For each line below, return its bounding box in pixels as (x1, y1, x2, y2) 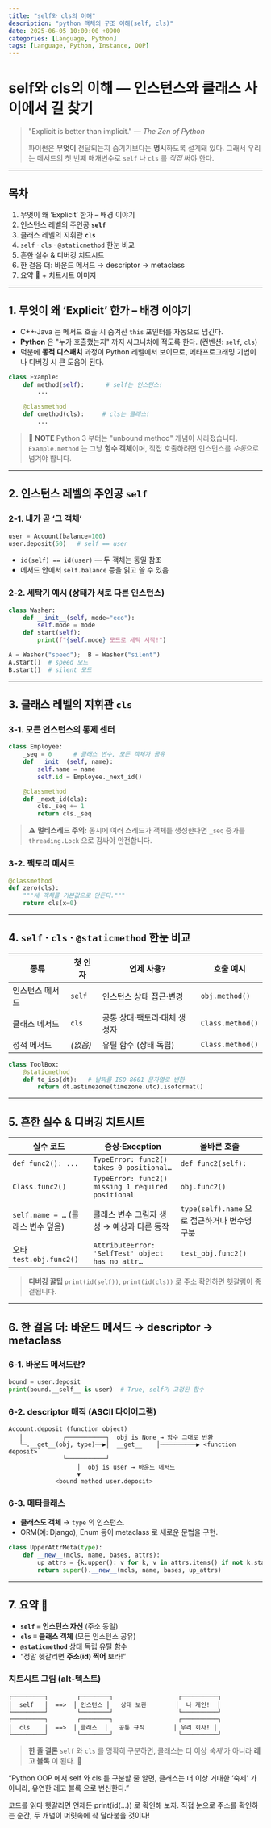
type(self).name (180, 1205, 244, 1214)
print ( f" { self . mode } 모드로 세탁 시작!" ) (37, 636, 167, 644)
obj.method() (200, 991, 251, 1000)
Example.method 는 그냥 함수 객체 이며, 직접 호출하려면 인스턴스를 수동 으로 (27, 443, 260, 453)
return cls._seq (37, 810, 92, 818)
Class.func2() (12, 1182, 67, 1192)
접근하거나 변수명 (190, 1215, 252, 1226)
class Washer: (8, 606, 56, 614)
